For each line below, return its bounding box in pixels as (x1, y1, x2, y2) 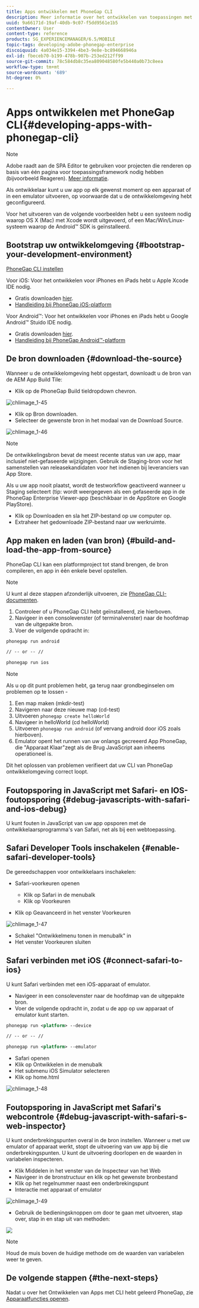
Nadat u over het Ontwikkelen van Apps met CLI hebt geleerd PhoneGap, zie (6, 1288, 194, 1296)
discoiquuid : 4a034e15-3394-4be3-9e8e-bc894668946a (6, 48, 137, 53)
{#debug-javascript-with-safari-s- (55, 1111, 187, 1121)
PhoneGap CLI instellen (6, 265, 64, 272)
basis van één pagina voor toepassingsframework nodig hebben (6, 169, 164, 176)
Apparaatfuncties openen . (6, 1295, 70, 1302)
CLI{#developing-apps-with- (6, 118, 153, 132)
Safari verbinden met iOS (6, 956, 101, 966)
